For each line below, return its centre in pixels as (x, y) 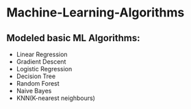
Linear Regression (42, 54)
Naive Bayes (34, 91)
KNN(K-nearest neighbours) (55, 98)
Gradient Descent (41, 62)
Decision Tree (36, 76)
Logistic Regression (44, 69)
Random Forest (38, 83)
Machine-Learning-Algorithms (95, 13)
